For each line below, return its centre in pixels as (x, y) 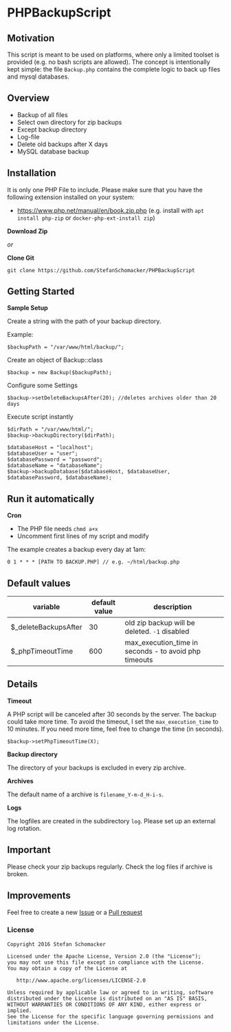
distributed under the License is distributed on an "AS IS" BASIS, (107, 998)
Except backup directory (52, 130)
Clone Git (21, 258)
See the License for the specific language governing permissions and (110, 1016)
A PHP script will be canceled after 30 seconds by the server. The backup (112, 714)
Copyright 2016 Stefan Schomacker (57, 944)
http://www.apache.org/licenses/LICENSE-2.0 (81, 980)
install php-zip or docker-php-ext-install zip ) (86, 218)
